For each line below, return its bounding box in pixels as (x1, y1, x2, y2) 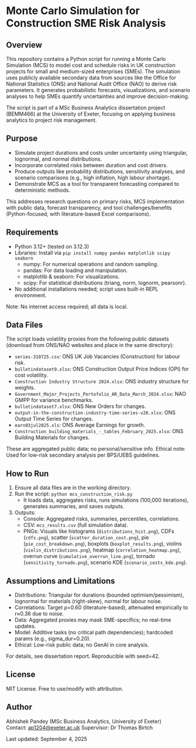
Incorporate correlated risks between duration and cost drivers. (14, 161, 168, 168)
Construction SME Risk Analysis (6, 16, 166, 30)
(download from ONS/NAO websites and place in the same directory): (6, 342, 174, 349)
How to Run (6, 468, 49, 478)
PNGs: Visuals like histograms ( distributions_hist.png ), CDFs (23, 528, 174, 535)
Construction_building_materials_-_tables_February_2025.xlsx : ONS (14, 428, 184, 435)
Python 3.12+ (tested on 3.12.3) (14, 243, 90, 250)
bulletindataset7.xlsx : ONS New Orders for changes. (14, 403, 146, 410)
